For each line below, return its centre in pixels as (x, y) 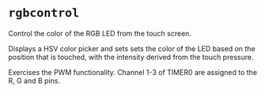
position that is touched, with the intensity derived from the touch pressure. (131, 57)
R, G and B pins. (34, 80)
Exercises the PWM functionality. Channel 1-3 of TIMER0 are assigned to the (133, 72)
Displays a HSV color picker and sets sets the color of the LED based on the (132, 48)
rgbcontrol (44, 13)
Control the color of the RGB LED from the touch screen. (100, 33)
